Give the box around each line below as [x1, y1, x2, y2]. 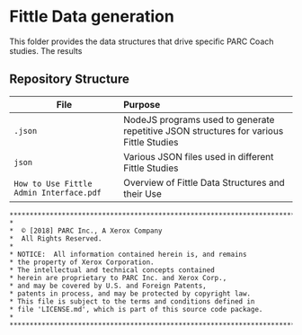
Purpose [122, 98, 161, 110]
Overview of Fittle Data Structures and [122, 176, 285, 189]
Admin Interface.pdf [13, 187, 102, 198]
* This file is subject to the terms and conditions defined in [9, 296, 255, 306]
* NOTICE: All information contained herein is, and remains [9, 250, 247, 259]
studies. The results [9, 45, 83, 56]
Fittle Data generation [9, 6, 175, 27]
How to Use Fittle [13, 178, 93, 189]
